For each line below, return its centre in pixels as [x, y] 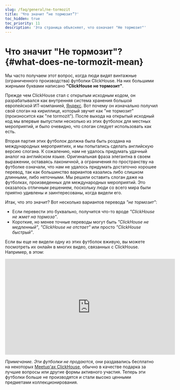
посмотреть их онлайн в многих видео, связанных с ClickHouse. [72, 247]
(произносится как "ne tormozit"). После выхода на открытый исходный [80, 116]
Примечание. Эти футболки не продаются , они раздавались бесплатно [80, 362]
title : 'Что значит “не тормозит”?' [42, 14]
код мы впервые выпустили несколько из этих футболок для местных [78, 121]
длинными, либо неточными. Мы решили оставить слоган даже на [74, 177]
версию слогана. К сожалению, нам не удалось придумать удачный [76, 151]
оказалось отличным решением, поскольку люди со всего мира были [78, 187]
